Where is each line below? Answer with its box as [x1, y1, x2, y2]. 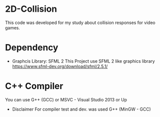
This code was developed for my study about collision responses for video [5, 20, 156, 25]
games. [5, 24, 21, 30]
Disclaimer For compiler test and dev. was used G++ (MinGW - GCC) [12, 106, 151, 112]
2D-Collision [5, 3, 57, 15]
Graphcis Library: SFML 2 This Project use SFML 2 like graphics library [12, 58, 155, 64]
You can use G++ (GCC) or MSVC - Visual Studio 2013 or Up [5, 96, 127, 102]
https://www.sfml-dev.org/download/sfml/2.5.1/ [12, 63, 108, 69]
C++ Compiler [5, 81, 64, 92]
